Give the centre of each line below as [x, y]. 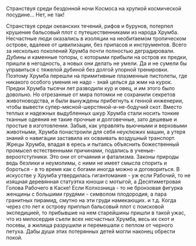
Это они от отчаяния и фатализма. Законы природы [114, 157]
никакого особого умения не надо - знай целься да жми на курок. [89, 82]
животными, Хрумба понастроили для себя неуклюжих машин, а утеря [96, 132]
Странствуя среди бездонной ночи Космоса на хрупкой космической [94, 8]
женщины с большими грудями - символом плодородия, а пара [86, 194]
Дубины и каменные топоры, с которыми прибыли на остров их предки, [97, 57]
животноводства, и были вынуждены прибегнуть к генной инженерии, [95, 101]
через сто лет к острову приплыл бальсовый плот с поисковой [85, 206]
